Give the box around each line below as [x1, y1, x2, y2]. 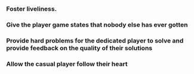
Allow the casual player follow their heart [6, 60, 128, 68]
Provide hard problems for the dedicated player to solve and [6, 36, 184, 44]
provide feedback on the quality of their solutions [6, 44, 153, 52]
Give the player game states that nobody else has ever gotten [6, 20, 188, 28]
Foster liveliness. [6, 5, 57, 13]
